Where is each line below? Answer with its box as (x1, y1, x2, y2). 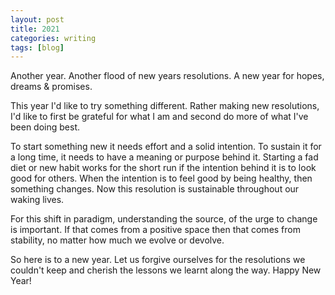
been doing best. (10, 121, 80, 133)
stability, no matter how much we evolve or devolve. (10, 234, 225, 246)
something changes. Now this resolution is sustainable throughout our (10, 183, 300, 195)
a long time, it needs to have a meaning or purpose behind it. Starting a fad (10, 151, 319, 163)
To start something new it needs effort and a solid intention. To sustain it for (10, 141, 322, 153)
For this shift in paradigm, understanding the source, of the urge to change (10, 213, 318, 225)
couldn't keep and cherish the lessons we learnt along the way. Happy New (10, 264, 322, 276)
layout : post (10, 14, 65, 25)
